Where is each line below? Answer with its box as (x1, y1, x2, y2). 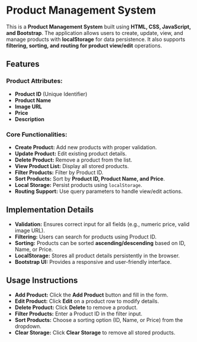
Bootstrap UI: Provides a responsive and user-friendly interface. (14, 258, 172, 265)
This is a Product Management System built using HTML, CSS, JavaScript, (6, 23, 191, 30)
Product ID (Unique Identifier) (14, 90, 88, 98)
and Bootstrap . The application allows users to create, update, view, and (6, 29, 183, 36)
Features (6, 59, 40, 69)
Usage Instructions (6, 276, 78, 286)
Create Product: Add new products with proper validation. (14, 143, 157, 151)
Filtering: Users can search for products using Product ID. (14, 233, 157, 240)
